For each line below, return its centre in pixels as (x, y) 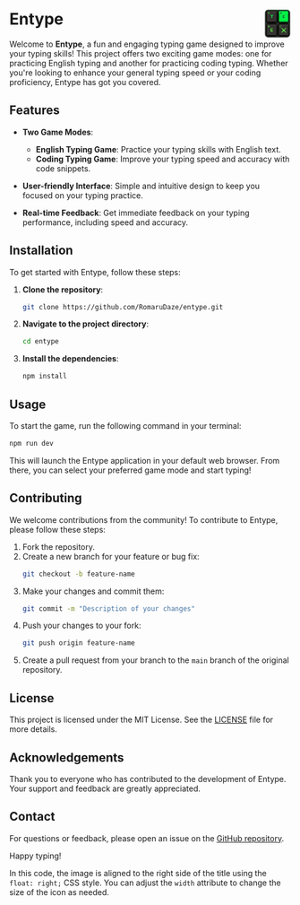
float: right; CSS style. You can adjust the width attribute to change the (145, 883)
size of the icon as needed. (59, 892)
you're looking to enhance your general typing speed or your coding (135, 73)
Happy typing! (35, 856)
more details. (34, 729)
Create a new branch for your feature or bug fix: (111, 556)
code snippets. (63, 168)
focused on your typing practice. (82, 195)
